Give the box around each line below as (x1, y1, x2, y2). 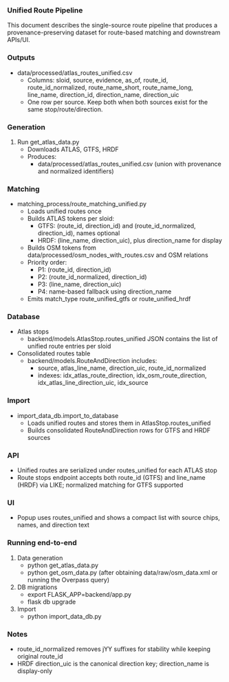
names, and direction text (17, 521, 89, 529)
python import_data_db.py (27, 612, 102, 620)
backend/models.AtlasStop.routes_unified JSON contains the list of (27, 335, 218, 343)
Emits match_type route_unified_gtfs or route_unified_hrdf (27, 295, 191, 303)
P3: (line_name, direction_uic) (37, 280, 122, 289)
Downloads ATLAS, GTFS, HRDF (27, 145, 119, 153)
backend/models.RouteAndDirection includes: (27, 357, 157, 365)
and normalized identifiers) (37, 167, 115, 175)
